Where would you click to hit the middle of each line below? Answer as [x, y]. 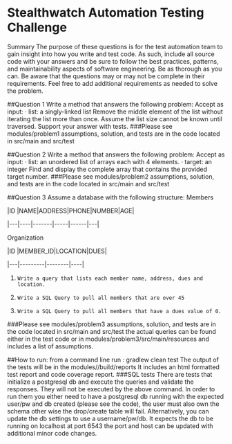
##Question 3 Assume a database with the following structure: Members [110, 197]
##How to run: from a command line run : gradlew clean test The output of [113, 359]
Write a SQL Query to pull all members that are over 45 [101, 298]
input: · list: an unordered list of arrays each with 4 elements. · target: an [110, 161]
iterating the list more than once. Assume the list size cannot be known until [115, 118]
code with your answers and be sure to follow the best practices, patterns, [113, 61]
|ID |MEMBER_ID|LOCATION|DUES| [57, 251]
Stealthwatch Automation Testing [106, 13]
